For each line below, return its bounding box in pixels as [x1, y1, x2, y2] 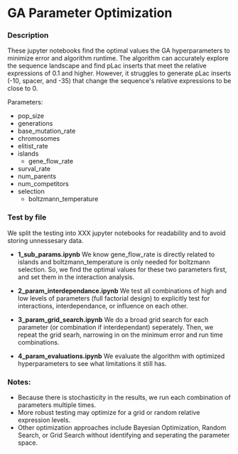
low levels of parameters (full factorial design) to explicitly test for [17, 293, 210, 303]
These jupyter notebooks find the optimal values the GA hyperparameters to [7, 46, 231, 55]
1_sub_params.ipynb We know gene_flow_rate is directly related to [17, 250, 215, 259]
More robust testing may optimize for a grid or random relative [17, 409, 200, 417]
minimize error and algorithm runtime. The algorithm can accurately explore [7, 54, 229, 63]
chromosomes [17, 134, 60, 143]
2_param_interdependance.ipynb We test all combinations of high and [17, 286, 227, 295]
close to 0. [7, 84, 38, 93]
